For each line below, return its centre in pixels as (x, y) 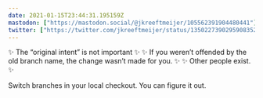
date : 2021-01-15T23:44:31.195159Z (66, 15)
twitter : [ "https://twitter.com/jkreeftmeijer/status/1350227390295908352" (134, 30)
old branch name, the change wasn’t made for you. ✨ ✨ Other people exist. (130, 61)
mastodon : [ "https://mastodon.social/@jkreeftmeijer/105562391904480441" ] (133, 23)
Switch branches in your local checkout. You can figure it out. (107, 85)
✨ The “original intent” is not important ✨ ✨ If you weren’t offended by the (128, 53)
